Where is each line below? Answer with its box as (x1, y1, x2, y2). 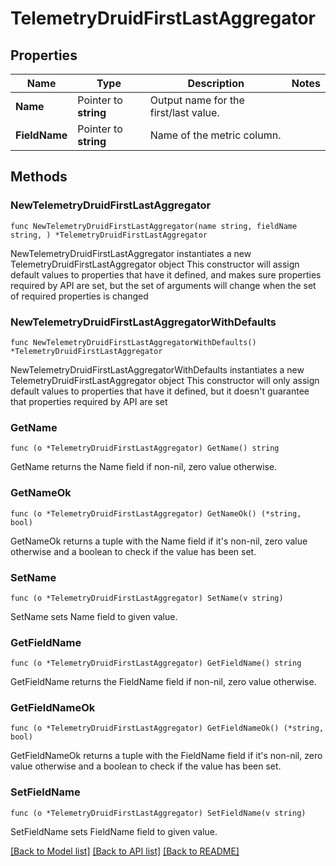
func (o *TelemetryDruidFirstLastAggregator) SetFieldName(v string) (10, 808, 307, 818)
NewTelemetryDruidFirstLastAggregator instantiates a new (10, 247, 252, 259)
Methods (10, 168, 68, 186)
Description (187, 77, 245, 90)
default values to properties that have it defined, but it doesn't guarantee (10, 385, 310, 397)
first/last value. (149, 106, 220, 119)
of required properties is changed (10, 290, 149, 302)
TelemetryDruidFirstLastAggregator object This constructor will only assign (10, 374, 320, 386)
